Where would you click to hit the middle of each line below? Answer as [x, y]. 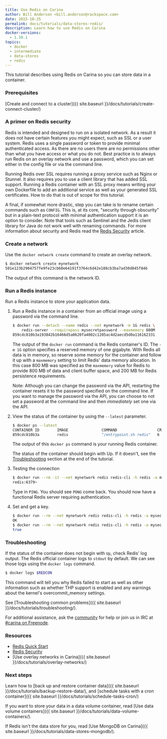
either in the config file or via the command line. [54, 164]
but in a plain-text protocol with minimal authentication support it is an [77, 215]
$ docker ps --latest [35, 425]
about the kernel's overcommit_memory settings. [55, 593]
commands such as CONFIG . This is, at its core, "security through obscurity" [82, 210]
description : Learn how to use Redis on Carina [55, 28]
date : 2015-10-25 [23, 19]
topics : [13, 42]
